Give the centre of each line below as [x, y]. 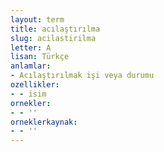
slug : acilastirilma [53, 38]
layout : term [37, 19]
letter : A [31, 47]
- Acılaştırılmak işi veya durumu [82, 76]
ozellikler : [35, 85]
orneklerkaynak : [44, 122]
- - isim [28, 94]
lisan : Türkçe [40, 57]
